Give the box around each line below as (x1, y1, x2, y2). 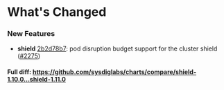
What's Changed (7, 4, 107, 20)
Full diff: (7, 68, 32, 76)
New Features (7, 29, 55, 39)
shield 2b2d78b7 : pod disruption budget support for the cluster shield (17, 44, 218, 53)
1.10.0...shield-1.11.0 (7, 75, 66, 84)
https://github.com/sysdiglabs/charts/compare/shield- (32, 68, 196, 76)
